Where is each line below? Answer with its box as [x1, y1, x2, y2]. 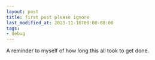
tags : [6, 25, 20, 31]
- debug [6, 31, 26, 37]
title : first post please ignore [6, 14, 90, 20]
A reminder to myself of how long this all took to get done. [6, 47, 150, 54]
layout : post [6, 8, 39, 15]
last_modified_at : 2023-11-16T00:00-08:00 [6, 20, 114, 26]
